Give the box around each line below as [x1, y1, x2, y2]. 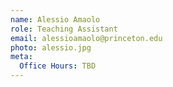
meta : [10, 52, 33, 62]
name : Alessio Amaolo [10, 14, 101, 25]
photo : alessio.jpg [10, 42, 92, 53]
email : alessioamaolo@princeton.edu [10, 33, 163, 43]
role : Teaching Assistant [10, 24, 118, 34]
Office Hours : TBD [19, 61, 97, 71]
